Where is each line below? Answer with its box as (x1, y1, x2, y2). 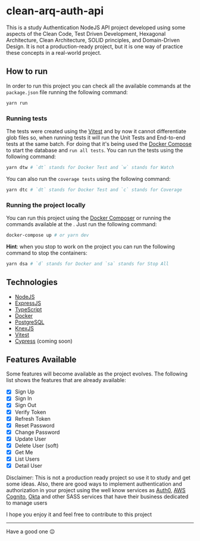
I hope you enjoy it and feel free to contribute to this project (6, 511, 152, 518)
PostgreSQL (14, 318, 45, 326)
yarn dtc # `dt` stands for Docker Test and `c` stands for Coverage (6, 186, 183, 193)
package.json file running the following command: (6, 88, 128, 96)
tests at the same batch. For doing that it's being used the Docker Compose (6, 140, 192, 147)
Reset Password (14, 421, 55, 429)
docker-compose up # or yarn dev (6, 232, 89, 238)
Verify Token (14, 408, 46, 415)
